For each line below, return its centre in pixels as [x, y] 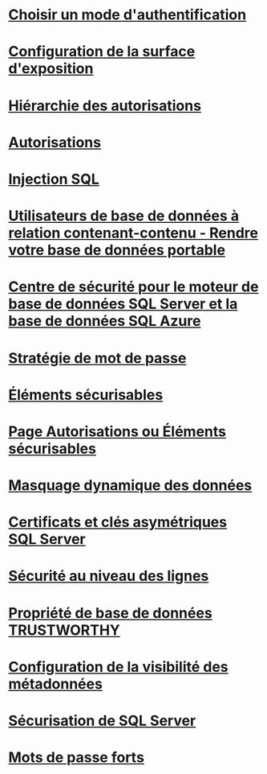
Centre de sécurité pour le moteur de [133, 287]
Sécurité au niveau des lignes [109, 576]
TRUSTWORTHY [64, 630]
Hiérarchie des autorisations [105, 105]
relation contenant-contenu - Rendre [133, 233]
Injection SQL [54, 179]
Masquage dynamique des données [130, 486]
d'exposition [51, 69]
